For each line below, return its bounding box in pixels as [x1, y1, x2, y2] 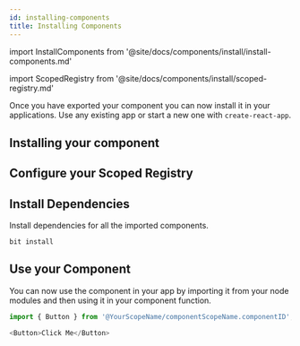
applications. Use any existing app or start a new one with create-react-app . [9, 109, 292, 120]
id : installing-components [9, 13, 110, 22]
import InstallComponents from [9, 46, 124, 56]
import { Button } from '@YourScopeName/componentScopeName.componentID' [9, 312, 291, 321]
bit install [9, 238, 54, 247]
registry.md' [9, 82, 54, 93]
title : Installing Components [9, 22, 123, 30]
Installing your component [9, 135, 159, 151]
